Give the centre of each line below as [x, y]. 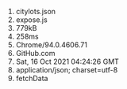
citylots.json [36, 11]
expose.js [31, 20]
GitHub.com [35, 53]
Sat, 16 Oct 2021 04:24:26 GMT [67, 61]
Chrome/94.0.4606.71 [51, 45]
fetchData [32, 78]
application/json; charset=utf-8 [67, 70]
